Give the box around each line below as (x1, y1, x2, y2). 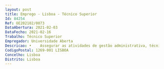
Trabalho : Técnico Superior (5, 34, 62, 39)
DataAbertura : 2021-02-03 (5, 25, 58, 30)
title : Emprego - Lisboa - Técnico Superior (5, 12, 97, 17)
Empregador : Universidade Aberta (5, 39, 73, 44)
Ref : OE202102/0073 (5, 20, 45, 26)
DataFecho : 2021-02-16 (5, 30, 51, 34)
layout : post (5, 7, 32, 12)
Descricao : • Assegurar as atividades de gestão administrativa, (5, 43, 147, 48)
